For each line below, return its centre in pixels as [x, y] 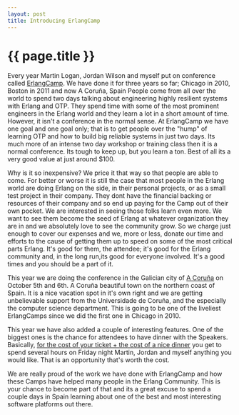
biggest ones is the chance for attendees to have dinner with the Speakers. [118, 337]
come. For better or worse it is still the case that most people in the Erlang [116, 181]
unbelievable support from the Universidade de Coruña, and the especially [117, 301]
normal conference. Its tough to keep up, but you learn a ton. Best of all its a [119, 151]
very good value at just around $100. [61, 159]
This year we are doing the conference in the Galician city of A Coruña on [115, 278]
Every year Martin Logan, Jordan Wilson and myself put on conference [112, 76]
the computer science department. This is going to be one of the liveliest [114, 309]
